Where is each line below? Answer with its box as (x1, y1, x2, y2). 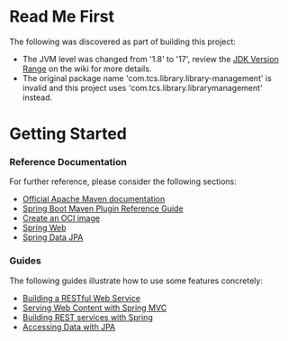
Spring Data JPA (22, 232, 84, 243)
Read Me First (9, 6, 115, 27)
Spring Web (22, 223, 67, 234)
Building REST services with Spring (22, 311, 153, 322)
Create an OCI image (22, 213, 101, 224)
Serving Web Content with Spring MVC (22, 302, 167, 313)
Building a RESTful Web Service (22, 292, 141, 303)
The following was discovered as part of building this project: (9, 36, 237, 47)
